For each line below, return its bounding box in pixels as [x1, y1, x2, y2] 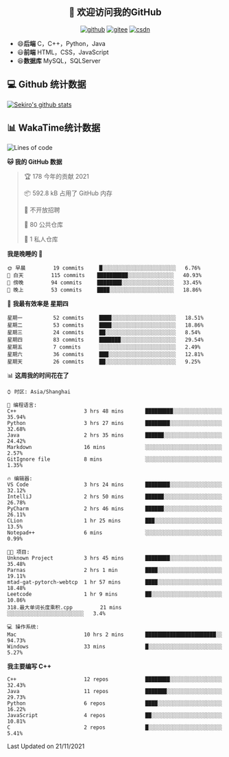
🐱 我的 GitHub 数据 [7, 157, 63, 166]
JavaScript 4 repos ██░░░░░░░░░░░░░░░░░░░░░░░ [7, 712, 223, 719]
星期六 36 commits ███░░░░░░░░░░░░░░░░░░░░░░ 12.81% [7, 351, 204, 358]
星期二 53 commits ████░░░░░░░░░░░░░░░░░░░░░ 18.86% [7, 322, 204, 329]
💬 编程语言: [7, 402, 38, 409]
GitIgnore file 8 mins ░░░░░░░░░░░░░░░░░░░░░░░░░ [7, 456, 223, 463]
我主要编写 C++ [7, 662, 51, 670]
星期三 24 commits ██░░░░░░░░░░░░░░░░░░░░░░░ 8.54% [7, 329, 201, 336]
